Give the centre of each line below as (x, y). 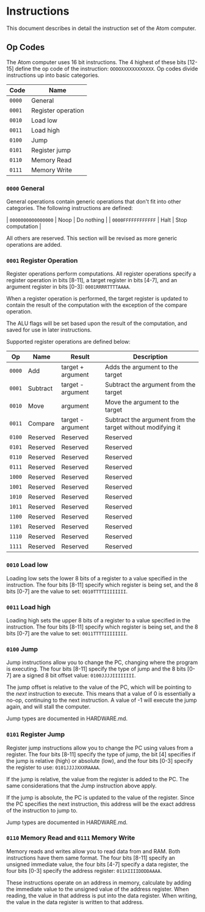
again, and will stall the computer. (49, 707)
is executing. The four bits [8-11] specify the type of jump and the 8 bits (96, 669)
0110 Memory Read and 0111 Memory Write (71, 838)
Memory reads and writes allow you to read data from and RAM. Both (93, 851)
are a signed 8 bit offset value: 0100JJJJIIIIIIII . (74, 676)
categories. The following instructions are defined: (70, 208)
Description (150, 357)
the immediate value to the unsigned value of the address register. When (98, 889)
